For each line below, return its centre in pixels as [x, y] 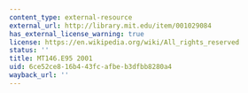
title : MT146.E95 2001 [51, 58]
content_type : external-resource [71, 17]
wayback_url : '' [39, 75]
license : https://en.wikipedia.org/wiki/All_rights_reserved [124, 42]
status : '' [29, 50]
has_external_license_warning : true [77, 34]
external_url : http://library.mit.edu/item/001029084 [111, 26]
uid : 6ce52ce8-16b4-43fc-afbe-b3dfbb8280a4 [91, 67]
